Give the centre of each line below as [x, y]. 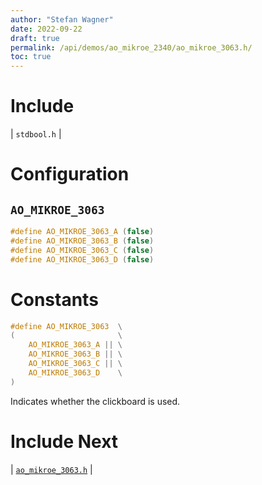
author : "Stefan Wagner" [62, 19]
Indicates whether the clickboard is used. [95, 401]
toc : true [31, 57]
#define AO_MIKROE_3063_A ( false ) [82, 232]
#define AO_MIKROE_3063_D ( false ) [82, 259]
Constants [54, 299]
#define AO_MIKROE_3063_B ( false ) [82, 241]
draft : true [35, 38]
